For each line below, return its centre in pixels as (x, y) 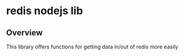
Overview (25, 33)
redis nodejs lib (45, 11)
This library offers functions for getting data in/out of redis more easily (92, 47)
